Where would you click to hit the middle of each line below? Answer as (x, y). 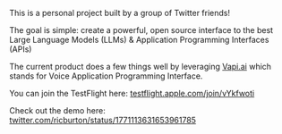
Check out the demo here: (57, 110)
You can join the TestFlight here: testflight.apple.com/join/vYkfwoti (132, 93)
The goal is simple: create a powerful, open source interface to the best (141, 30)
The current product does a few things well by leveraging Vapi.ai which (140, 67)
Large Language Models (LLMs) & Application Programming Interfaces (139, 40)
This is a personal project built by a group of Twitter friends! (120, 13)
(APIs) (21, 49)
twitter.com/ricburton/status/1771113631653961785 (103, 120)
